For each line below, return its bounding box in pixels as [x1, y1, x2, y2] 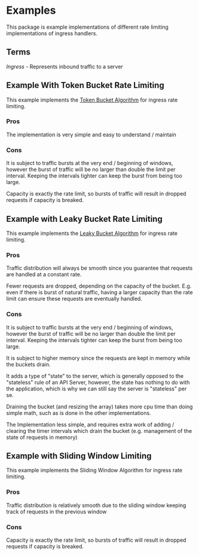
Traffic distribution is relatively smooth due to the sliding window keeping [6, 502, 186, 509]
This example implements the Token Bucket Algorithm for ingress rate [6, 96, 178, 103]
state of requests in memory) [6, 433, 78, 441]
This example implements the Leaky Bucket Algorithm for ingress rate [6, 230, 178, 237]
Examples [6, 4, 56, 17]
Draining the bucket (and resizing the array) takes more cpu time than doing [6, 403, 193, 410]
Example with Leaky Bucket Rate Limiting [6, 213, 163, 224]
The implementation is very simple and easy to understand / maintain [6, 131, 176, 138]
